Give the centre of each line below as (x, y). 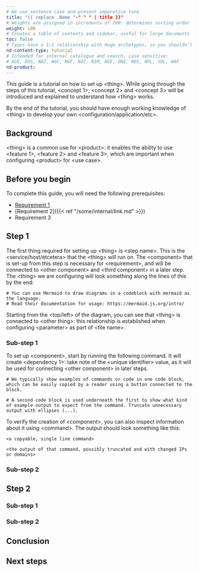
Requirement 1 (32, 205)
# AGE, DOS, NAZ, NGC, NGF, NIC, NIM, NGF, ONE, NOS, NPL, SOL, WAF (93, 61)
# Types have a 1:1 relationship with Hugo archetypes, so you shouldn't (99, 45)
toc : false (20, 39)
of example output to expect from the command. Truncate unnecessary (94, 406)
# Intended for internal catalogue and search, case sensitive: (87, 56)
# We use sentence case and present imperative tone (73, 12)
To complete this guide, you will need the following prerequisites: (86, 193)
